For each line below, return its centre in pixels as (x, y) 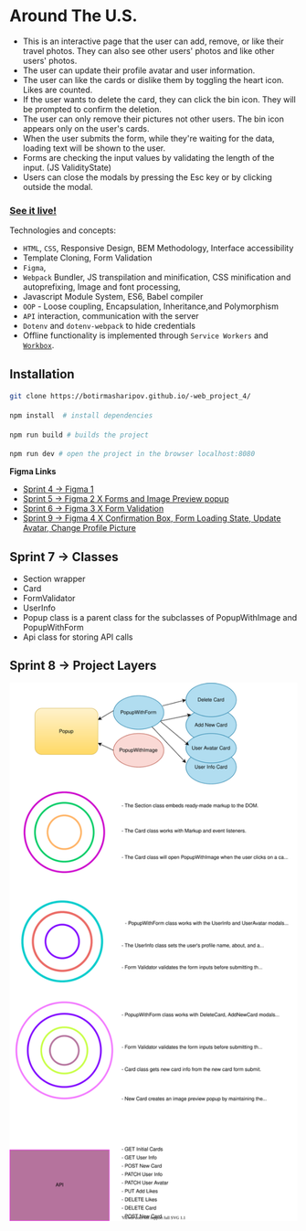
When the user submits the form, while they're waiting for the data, (149, 138)
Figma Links (33, 472)
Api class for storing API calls (78, 637)
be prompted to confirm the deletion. (92, 109)
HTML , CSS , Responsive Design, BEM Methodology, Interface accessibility (158, 249)
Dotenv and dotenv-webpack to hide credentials (109, 326)
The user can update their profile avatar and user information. (139, 70)
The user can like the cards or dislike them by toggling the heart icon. (153, 80)
